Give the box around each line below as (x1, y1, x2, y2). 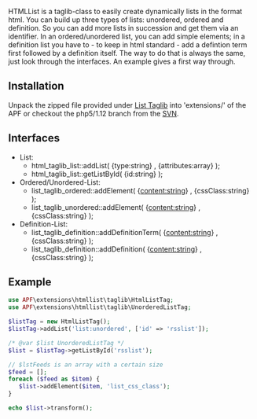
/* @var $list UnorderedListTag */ (8, 339, 125, 347)
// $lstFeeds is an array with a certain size (8, 361, 163, 369)
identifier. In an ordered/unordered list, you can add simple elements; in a (8, 31, 245, 41)
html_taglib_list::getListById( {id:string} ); (31, 169, 163, 178)
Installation (8, 79, 64, 93)
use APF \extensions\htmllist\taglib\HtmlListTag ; (8, 296, 174, 304)
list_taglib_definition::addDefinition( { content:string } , (31, 244, 202, 254)
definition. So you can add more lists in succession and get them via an (8, 24, 239, 32)
